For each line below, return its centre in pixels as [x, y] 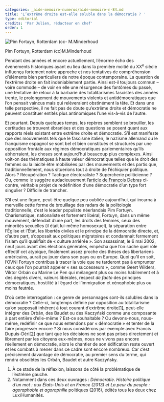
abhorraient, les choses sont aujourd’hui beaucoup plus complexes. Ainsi [79, 154]
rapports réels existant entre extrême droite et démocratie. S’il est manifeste [82, 133]
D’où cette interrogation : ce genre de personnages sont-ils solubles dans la [82, 297]
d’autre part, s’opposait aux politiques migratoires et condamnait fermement [82, 236]
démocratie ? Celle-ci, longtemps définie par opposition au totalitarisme [77, 302]
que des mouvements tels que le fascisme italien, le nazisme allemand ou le [82, 138]
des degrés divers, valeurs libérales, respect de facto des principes [73, 277]
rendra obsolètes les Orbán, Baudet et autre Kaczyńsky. [61, 360]
